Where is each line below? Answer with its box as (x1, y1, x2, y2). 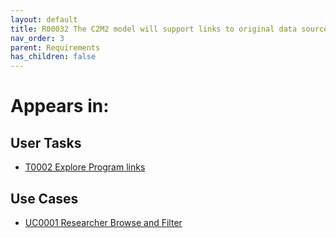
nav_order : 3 (10, 33, 65, 43)
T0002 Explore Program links (24, 161, 146, 173)
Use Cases (10, 190, 79, 207)
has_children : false (10, 52, 97, 62)
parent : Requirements (10, 42, 101, 53)
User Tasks (10, 134, 82, 151)
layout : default (10, 14, 78, 25)
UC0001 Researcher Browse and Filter (24, 216, 183, 228)
